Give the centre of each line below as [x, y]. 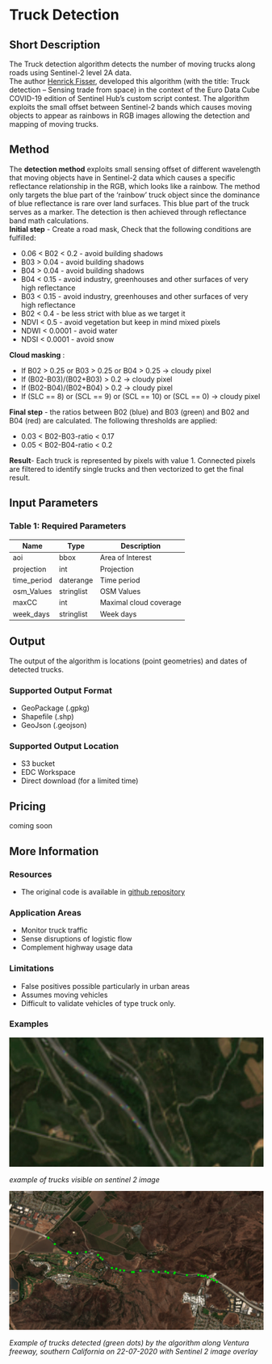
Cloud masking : [37, 355]
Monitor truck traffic [54, 930]
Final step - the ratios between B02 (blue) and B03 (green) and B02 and [129, 412]
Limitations [32, 969]
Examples [29, 1024]
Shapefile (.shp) [48, 717]
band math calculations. [49, 221]
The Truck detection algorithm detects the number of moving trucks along [132, 64]
